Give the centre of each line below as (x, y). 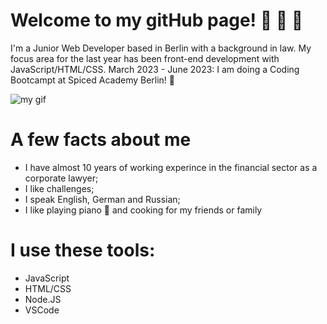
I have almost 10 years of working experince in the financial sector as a (171, 167)
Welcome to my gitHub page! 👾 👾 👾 (157, 20)
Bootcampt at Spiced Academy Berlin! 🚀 (93, 80)
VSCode (42, 310)
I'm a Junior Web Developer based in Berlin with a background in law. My (161, 48)
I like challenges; (59, 188)
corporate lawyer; (61, 178)
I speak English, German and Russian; (102, 199)
